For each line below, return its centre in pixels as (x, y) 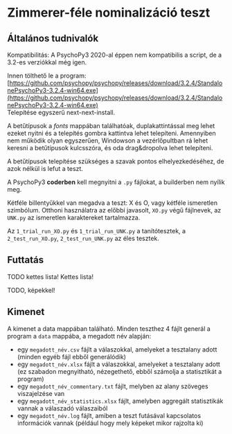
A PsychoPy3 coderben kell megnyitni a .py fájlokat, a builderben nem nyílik (116, 182)
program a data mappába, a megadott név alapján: (79, 336)
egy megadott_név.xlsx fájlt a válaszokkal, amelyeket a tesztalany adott (118, 364)
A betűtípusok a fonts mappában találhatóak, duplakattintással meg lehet (111, 126)
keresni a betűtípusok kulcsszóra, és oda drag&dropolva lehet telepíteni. (110, 148)
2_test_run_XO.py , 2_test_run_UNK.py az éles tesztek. (83, 238)
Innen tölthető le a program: (47, 75)
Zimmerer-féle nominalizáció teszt (109, 13)
